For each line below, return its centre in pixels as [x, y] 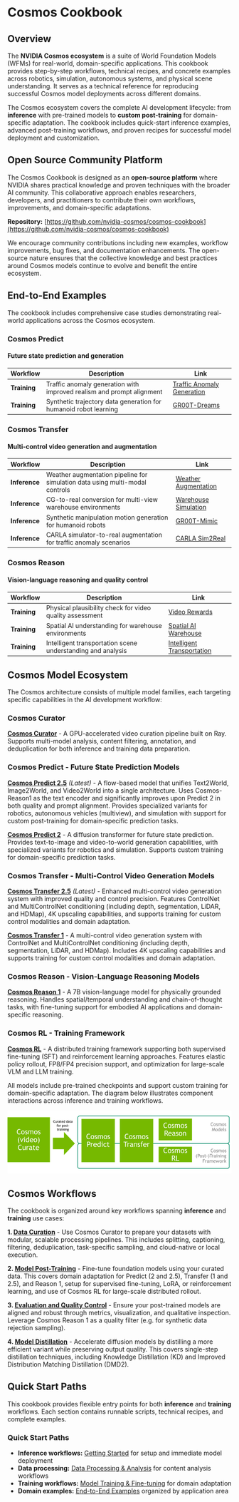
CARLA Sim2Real [201, 538]
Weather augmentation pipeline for [97, 475]
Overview [30, 39]
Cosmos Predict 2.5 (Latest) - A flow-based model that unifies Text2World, [118, 783]
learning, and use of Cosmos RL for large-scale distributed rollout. [104, 1291]
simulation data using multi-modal [96, 483]
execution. [23, 1255]
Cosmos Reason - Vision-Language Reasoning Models [104, 976]
